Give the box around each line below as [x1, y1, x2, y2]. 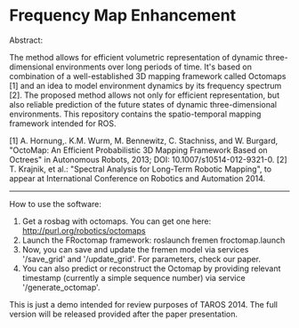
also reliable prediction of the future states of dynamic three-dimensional [9, 99, 278, 109]
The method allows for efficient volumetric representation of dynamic [9, 52, 264, 62]
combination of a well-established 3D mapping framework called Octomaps [9, 70, 287, 81]
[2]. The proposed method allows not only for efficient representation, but [9, 90, 280, 100]
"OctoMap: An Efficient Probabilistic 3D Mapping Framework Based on [9, 144, 269, 156]
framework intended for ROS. [9, 117, 117, 129]
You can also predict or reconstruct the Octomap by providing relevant [21, 263, 281, 274]
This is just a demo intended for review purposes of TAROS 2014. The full [9, 299, 279, 309]
